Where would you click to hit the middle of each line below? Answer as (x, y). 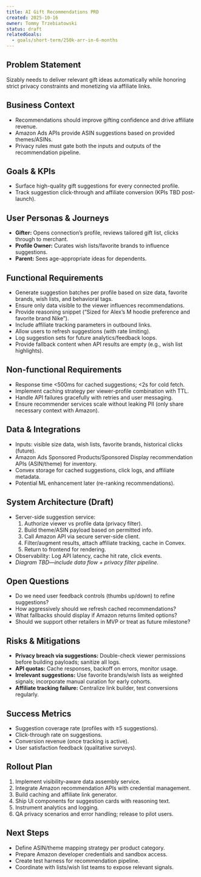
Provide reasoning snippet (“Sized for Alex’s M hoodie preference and (102, 312)
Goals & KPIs (31, 171)
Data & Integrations (43, 430)
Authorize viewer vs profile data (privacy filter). (83, 523)
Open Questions (38, 581)
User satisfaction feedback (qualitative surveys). (76, 747)
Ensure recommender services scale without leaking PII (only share (99, 404)
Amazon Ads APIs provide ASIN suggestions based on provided (95, 133)
